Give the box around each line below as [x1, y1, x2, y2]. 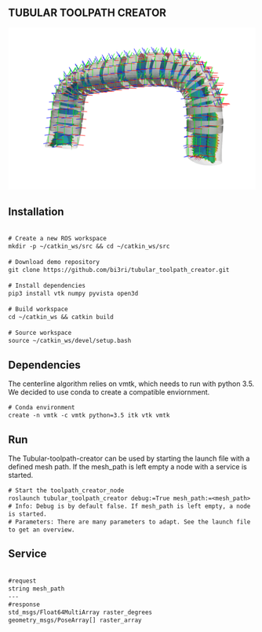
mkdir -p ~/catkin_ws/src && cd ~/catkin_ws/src [8, 243, 170, 251]
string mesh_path [8, 585, 65, 593]
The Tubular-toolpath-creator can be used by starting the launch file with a [8, 454, 250, 463]
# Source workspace [8, 329, 72, 337]
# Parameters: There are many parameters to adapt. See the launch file [8, 518, 251, 526]
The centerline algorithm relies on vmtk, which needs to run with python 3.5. [8, 379, 255, 388]
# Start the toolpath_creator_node [8, 487, 125, 494]
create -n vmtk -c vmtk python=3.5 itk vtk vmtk [8, 412, 170, 420]
